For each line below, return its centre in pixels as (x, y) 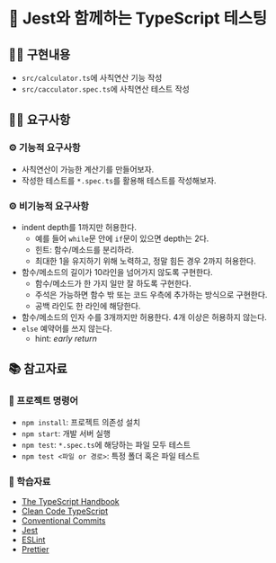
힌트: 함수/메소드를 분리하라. (85, 249)
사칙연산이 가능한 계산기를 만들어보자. (88, 169)
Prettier (35, 549)
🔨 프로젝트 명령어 (43, 401)
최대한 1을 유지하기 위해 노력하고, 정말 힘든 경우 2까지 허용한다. (146, 261)
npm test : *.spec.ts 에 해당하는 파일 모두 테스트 (106, 444)
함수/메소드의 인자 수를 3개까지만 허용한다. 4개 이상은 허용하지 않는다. (144, 317)
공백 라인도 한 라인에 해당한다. (88, 306)
